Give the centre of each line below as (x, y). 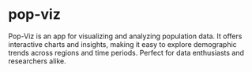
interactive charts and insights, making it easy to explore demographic (122, 44)
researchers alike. (38, 61)
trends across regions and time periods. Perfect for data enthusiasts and (126, 52)
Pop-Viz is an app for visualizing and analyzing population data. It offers (125, 36)
